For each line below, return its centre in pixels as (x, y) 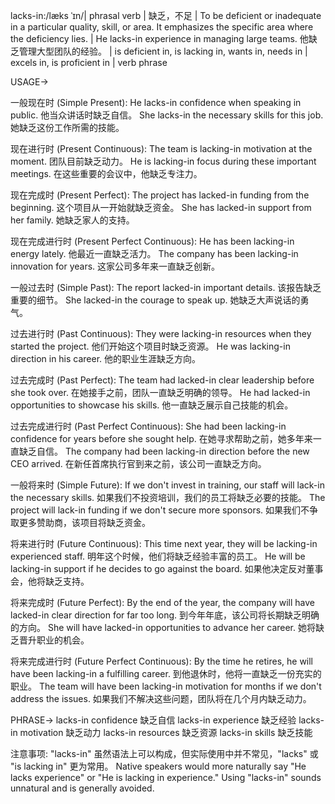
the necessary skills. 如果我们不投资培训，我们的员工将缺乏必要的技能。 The (168, 497)
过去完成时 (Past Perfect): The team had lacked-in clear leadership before (162, 380)
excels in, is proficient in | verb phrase (89, 62)
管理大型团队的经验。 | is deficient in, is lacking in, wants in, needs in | (163, 51)
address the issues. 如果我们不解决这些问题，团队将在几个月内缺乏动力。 (161, 698)
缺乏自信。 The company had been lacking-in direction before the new (164, 451)
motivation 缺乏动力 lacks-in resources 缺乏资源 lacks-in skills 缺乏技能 (166, 732)
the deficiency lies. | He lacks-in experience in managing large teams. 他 (159, 38)
